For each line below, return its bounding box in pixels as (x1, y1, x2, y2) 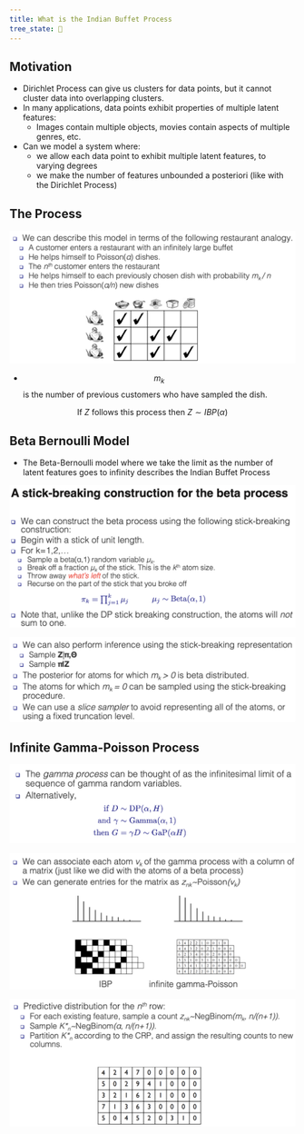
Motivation (9, 59, 73, 75)
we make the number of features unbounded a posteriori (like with (35, 170, 284, 181)
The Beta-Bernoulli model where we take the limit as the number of (22, 457, 274, 468)
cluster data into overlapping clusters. (22, 93, 165, 104)
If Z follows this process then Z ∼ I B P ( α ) (76, 407, 229, 418)
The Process (9, 205, 83, 222)
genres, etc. (35, 132, 82, 143)
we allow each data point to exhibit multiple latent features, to (35, 151, 266, 162)
